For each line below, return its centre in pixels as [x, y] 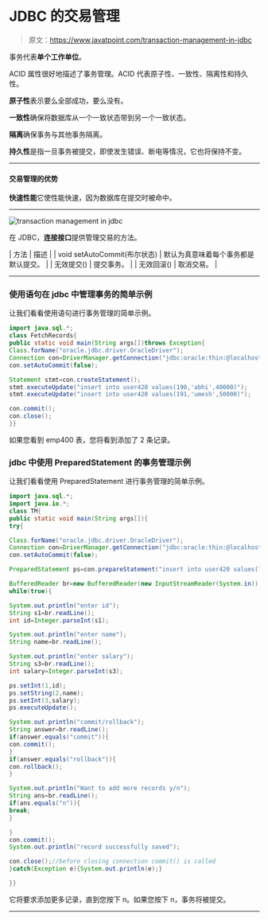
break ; [20, 810]
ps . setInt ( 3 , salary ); [45, 700]
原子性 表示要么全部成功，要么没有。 [68, 100]
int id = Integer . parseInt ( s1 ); [59, 620]
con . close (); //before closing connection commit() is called [113, 862]
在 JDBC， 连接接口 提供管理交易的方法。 [75, 238]
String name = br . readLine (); [56, 642]
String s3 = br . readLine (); [52, 664]
